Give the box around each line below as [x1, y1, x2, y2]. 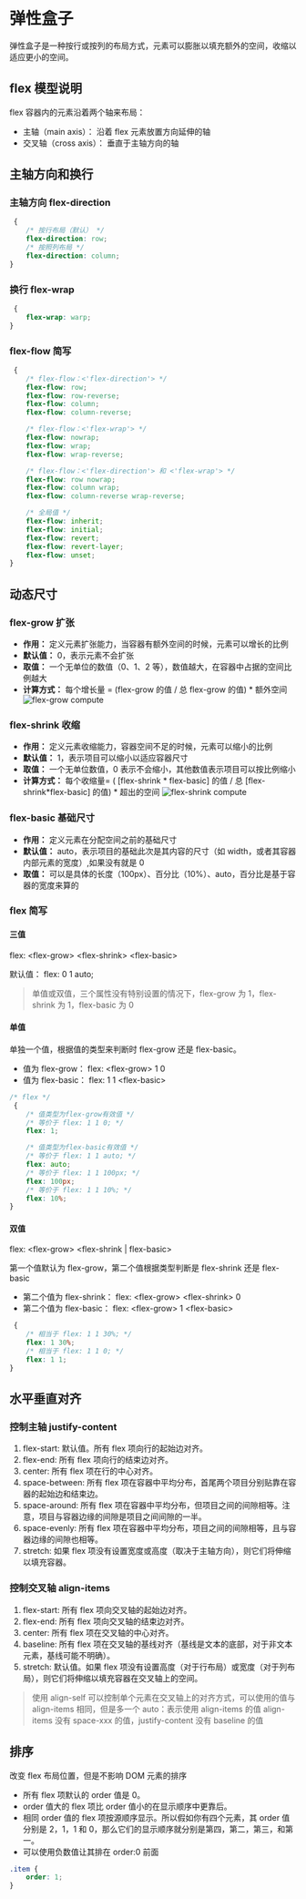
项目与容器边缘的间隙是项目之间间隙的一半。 [38, 1511, 207, 1522]
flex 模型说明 [9, 81, 83, 97]
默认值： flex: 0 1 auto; [9, 968, 94, 979]
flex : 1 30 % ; [25, 1338, 76, 1348]
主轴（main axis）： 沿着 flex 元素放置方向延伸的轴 [22, 126, 211, 137]
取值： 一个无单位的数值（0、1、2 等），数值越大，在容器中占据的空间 [22, 661, 284, 672]
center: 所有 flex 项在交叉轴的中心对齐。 [22, 1627, 175, 1638]
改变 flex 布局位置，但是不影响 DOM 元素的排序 [9, 1770, 188, 1781]
